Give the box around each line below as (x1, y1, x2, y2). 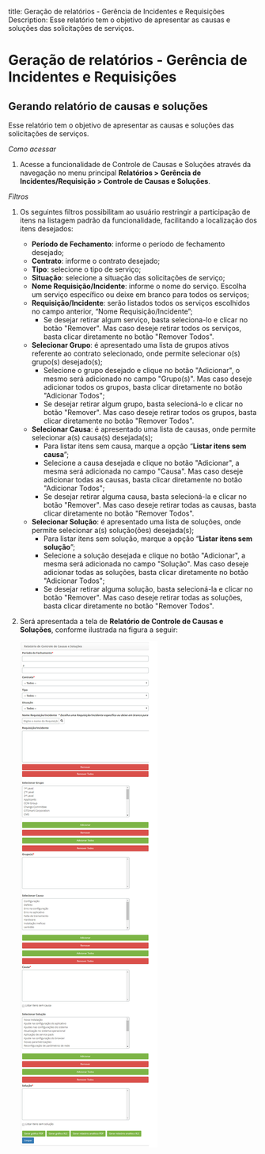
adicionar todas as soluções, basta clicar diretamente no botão (43, 568, 249, 577)
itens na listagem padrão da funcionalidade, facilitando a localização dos (19, 215, 257, 225)
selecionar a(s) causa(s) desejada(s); (31, 433, 153, 442)
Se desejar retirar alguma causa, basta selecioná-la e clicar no (43, 492, 248, 501)
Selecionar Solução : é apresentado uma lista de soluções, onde (31, 517, 241, 526)
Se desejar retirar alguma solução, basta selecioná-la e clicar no (43, 585, 253, 593)
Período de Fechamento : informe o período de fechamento (31, 239, 225, 249)
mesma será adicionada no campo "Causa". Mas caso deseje (43, 467, 244, 476)
